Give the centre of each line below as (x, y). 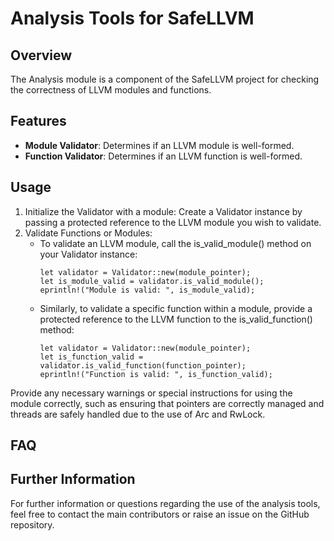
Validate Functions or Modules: (88, 233)
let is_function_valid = (91, 357)
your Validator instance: (88, 254)
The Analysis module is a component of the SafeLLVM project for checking (165, 79)
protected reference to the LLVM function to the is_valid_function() (176, 319)
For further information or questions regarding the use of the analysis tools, (165, 503)
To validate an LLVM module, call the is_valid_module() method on (175, 243)
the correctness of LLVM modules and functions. (111, 90)
